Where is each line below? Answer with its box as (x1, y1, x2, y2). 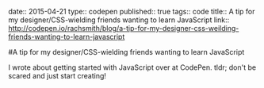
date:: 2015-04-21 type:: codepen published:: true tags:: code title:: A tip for (8, 7, 255, 16)
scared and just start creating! (8, 71, 107, 80)
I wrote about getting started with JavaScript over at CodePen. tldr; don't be (8, 63, 256, 72)
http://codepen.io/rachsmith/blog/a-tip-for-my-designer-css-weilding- (8, 24, 239, 33)
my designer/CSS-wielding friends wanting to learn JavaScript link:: (8, 15, 230, 25)
